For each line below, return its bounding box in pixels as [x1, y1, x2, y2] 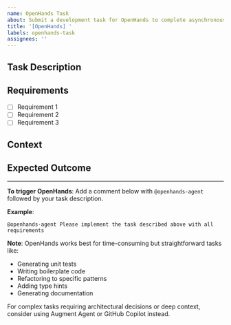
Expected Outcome [7, 162, 91, 174]
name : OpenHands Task [7, 10, 69, 17]
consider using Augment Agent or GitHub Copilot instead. [7, 309, 170, 317]
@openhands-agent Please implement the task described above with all [7, 221, 214, 228]
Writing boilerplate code [16, 266, 86, 275]
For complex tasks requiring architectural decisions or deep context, [7, 302, 201, 311]
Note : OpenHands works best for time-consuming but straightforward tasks [7, 239, 222, 247]
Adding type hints [16, 282, 67, 290]
